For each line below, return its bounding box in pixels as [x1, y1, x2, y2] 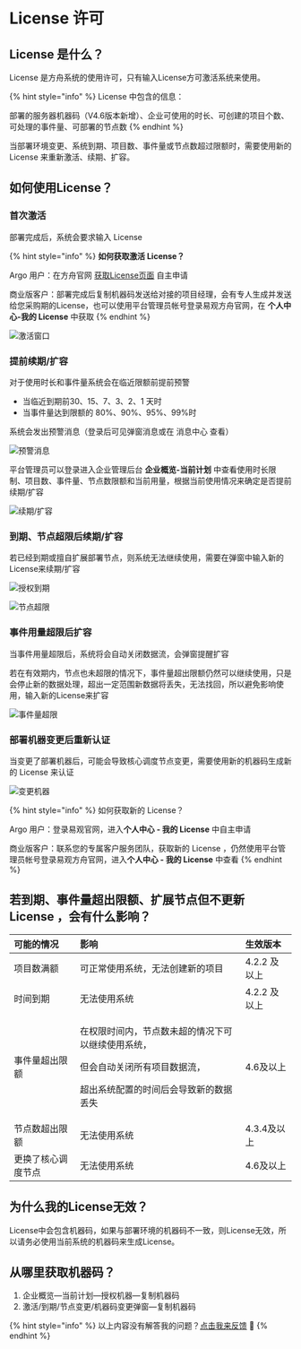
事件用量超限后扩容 [9, 627, 92, 639]
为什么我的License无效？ [9, 1199, 149, 1215]
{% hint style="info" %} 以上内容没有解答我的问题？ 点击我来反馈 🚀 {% [9, 1320, 269, 1331]
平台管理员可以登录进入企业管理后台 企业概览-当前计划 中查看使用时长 [9, 463, 269, 475]
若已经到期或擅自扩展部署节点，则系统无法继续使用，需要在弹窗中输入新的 [9, 552, 284, 563]
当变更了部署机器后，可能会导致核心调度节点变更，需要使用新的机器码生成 [9, 755, 284, 766]
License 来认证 [19, 766, 74, 777]
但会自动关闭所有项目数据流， [79, 1060, 206, 1073]
